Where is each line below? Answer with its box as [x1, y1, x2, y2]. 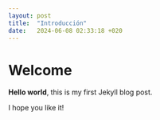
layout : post [8, 11, 52, 20]
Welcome [8, 61, 72, 79]
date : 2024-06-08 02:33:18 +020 [8, 26, 123, 34]
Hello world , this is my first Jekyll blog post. [8, 87, 153, 97]
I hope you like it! [8, 103, 64, 113]
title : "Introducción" [8, 19, 88, 27]
